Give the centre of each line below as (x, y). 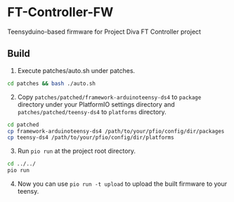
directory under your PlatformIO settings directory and (96, 104)
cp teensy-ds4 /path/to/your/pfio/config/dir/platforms (91, 137)
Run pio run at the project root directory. (76, 151)
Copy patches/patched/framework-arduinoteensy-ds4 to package (109, 97)
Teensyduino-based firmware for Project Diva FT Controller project (104, 32)
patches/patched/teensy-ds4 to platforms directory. (92, 112)
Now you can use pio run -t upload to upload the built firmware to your (122, 184)
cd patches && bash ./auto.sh (52, 83)
